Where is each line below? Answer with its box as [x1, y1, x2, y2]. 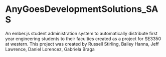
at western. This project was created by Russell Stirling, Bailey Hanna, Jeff [5, 41, 159, 47]
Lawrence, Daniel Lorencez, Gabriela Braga [5, 46, 95, 52]
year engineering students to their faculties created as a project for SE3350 [5, 36, 161, 42]
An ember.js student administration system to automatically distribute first [5, 30, 158, 36]
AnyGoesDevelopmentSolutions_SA [5, 3, 158, 15]
